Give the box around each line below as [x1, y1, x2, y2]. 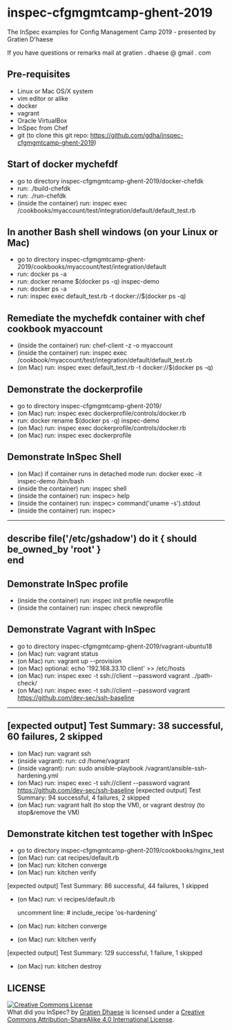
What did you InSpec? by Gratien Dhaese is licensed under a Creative [7, 1008, 205, 1016]
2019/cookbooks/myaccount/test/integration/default [17, 263, 167, 271]
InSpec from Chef [17, 123, 68, 132]
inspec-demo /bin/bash [17, 477, 84, 485]
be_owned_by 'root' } [7, 544, 101, 555]
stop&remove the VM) [17, 808, 80, 816]
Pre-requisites [7, 68, 70, 80]
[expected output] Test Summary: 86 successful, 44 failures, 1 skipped [7, 882, 209, 890]
